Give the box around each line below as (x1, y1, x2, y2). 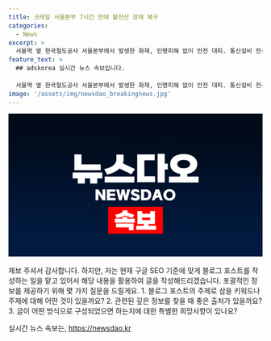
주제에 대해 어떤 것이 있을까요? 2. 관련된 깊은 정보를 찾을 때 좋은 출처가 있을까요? (8, 296, 263, 305)
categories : (8, 21, 48, 30)
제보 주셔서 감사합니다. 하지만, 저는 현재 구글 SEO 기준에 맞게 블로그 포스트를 (8, 266, 250, 275)
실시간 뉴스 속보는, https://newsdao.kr (8, 323, 131, 333)
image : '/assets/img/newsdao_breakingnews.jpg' (8, 90, 172, 98)
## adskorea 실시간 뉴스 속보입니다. (15, 65, 126, 73)
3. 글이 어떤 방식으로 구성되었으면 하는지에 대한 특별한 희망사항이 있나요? (8, 306, 238, 315)
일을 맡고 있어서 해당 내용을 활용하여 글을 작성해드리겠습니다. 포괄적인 (29, 276, 250, 285)
